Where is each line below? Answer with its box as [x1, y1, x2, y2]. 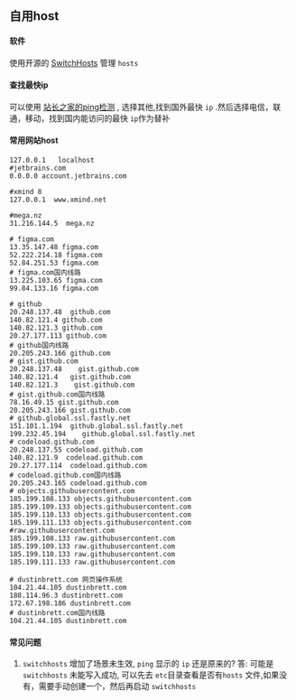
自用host [9, 8, 60, 24]
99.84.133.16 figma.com [9, 284, 99, 293]
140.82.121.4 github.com [9, 315, 103, 324]
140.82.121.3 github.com [9, 323, 103, 332]
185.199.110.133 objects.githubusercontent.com [9, 510, 192, 519]
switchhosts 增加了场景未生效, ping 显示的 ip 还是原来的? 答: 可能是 [22, 658, 274, 669]
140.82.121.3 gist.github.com [9, 380, 135, 389]
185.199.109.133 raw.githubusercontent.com [9, 542, 176, 551]
